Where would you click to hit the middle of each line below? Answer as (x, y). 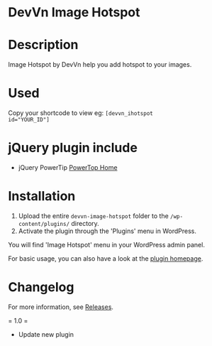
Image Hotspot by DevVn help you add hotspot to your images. (100, 65)
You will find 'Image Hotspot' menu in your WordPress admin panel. (106, 244)
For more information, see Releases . (61, 307)
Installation (42, 196)
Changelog (41, 287)
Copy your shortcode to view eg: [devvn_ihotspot (80, 113)
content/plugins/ (44, 224)
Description (43, 45)
